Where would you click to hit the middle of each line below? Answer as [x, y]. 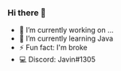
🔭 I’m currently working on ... [66, 30]
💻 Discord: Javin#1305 [57, 60]
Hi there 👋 [27, 13]
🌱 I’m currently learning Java [66, 38]
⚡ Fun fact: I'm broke [53, 48]
